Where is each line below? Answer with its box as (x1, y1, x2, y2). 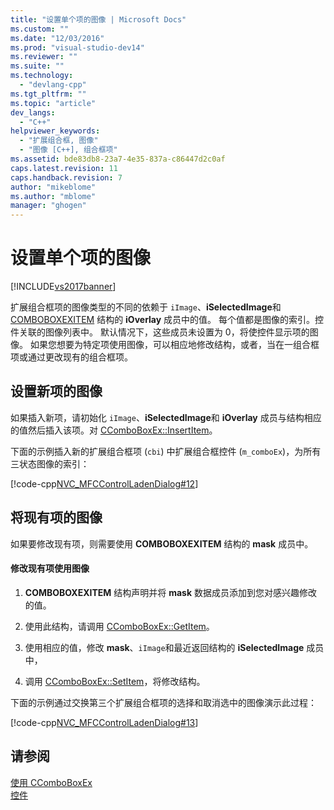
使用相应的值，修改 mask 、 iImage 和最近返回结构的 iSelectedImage (24, 641, 305, 653)
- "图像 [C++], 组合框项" (19, 145, 118, 155)
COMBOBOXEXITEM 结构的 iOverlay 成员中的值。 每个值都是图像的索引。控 (10, 314, 325, 326)
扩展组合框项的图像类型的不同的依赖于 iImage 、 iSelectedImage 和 (10, 301, 282, 313)
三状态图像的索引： (10, 457, 90, 470)
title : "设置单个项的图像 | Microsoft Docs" (10, 14, 187, 25)
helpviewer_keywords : (10, 126, 101, 136)
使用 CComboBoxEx (10, 776, 93, 788)
